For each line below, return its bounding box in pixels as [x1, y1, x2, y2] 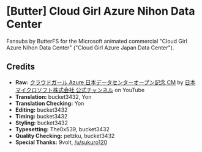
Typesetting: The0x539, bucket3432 [15, 125, 110, 132]
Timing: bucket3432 [15, 112, 68, 120]
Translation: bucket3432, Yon [15, 93, 92, 100]
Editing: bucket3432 [15, 106, 68, 114]
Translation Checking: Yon [15, 100, 84, 107]
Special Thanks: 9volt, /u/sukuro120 [15, 139, 108, 146]
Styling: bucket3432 [15, 119, 69, 126]
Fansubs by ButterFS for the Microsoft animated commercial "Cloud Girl [6, 37, 188, 45]
